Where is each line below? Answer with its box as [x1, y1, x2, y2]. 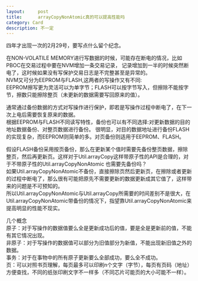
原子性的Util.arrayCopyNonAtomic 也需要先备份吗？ [21, 160, 147, 168]
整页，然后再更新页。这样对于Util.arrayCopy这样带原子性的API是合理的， [6, 153, 184, 160]
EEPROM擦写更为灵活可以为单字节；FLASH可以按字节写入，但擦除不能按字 [6, 84, 189, 91]
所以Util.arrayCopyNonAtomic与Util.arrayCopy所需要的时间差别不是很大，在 [6, 190, 191, 197]
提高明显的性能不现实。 [6, 204, 63, 212]
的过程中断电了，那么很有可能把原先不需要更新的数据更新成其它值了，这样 [6, 175, 187, 183]
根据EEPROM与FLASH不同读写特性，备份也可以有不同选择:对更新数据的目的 [6, 118, 190, 125]
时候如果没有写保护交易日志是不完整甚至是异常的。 [26, 69, 151, 77]
